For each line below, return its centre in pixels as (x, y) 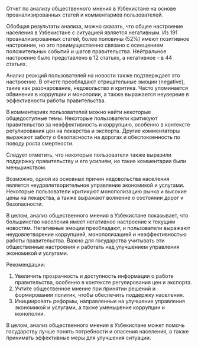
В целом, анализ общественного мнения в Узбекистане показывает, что (97, 215)
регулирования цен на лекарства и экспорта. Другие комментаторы (93, 131)
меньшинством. (26, 167)
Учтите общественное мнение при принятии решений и (85, 288)
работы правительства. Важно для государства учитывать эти (85, 241)
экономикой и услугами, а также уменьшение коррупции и (90, 307)
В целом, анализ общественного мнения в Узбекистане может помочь (95, 325)
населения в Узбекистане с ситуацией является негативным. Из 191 (92, 33)
